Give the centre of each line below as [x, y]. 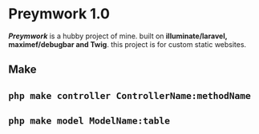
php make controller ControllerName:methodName [129, 95]
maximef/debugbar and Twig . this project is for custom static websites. [127, 44]
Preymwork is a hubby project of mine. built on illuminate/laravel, [118, 36]
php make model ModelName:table [89, 121]
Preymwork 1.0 [59, 14]
